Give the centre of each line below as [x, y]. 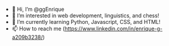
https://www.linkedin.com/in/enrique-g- [114, 29]
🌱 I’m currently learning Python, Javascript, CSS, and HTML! [86, 22]
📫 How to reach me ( [38, 29]
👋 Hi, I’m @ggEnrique [38, 9]
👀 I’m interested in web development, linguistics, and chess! [85, 16]
